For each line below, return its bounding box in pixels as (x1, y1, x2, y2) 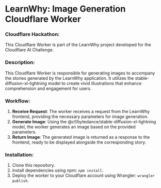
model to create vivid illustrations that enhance (48, 80, 142, 86)
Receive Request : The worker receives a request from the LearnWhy (12, 109, 150, 115)
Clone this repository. (12, 162, 55, 168)
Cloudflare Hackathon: (5, 31, 60, 38)
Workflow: (5, 98, 31, 104)
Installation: (5, 151, 34, 158)
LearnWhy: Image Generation (5, 3, 126, 14)
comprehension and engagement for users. (5, 86, 92, 91)
